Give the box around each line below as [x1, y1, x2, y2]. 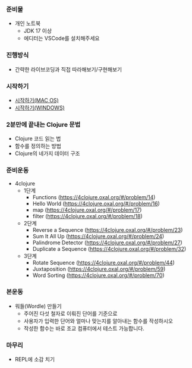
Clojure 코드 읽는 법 [14, 135, 61, 142]
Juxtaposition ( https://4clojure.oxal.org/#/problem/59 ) [32, 266, 166, 273]
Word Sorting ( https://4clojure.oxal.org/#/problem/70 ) [32, 272, 165, 279]
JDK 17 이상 [23, 27, 52, 34]
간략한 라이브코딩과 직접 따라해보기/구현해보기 [14, 65, 122, 73]
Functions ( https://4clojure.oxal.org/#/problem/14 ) [32, 194, 156, 201]
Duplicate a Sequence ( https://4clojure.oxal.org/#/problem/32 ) [32, 246, 187, 253]
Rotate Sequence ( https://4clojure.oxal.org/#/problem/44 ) [32, 259, 175, 266]
